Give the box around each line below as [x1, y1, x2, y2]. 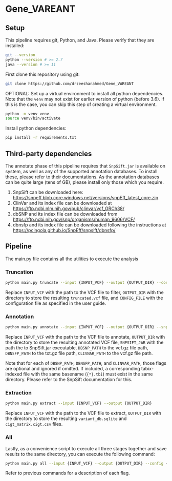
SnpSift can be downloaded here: [12, 189, 83, 195]
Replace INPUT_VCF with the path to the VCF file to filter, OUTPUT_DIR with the [5, 289, 164, 295]
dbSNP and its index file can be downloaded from [12, 211, 118, 217]
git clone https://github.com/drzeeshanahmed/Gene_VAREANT [5, 81, 134, 86]
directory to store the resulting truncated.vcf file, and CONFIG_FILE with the [5, 295, 163, 301]
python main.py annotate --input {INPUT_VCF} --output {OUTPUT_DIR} [5, 325, 155, 330]
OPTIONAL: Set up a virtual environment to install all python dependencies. [5, 90, 164, 96]
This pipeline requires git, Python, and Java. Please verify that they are [5, 37, 155, 43]
